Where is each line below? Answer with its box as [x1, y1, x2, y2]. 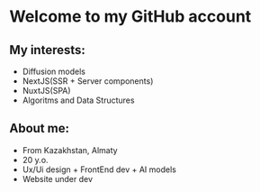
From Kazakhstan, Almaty [22, 144, 119, 155]
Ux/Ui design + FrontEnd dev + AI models [22, 164, 177, 175]
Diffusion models [22, 66, 85, 77]
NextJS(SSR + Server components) [22, 76, 154, 87]
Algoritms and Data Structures [22, 95, 135, 105]
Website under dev [22, 173, 93, 184]
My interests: [9, 42, 85, 58]
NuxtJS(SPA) [22, 86, 71, 96]
